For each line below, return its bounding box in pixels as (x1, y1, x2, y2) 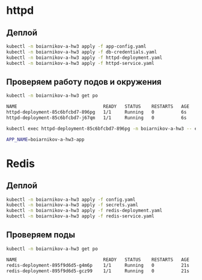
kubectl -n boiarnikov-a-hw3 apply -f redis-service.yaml (6, 213, 155, 219)
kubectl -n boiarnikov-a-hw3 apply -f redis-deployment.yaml (6, 208, 163, 214)
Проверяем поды (6, 230, 75, 240)
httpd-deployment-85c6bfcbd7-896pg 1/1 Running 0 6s (6, 109, 187, 115)
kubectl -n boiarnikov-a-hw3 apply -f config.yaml (6, 196, 136, 202)
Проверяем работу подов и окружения (6, 76, 162, 87)
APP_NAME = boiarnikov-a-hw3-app (6, 136, 85, 142)
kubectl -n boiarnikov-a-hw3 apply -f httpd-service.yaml (6, 60, 155, 66)
